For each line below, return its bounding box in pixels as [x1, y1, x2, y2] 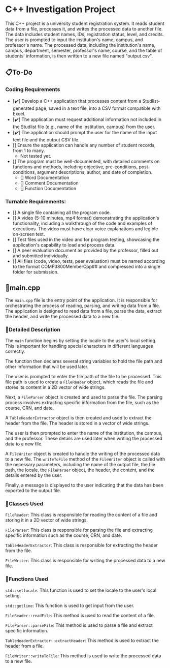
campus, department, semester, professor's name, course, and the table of [5, 47, 162, 53]
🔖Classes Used [5, 500, 44, 507]
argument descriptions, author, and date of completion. [37, 169, 153, 175]
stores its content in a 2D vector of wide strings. [5, 384, 106, 390]
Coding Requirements [5, 86, 60, 93]
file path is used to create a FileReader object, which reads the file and [5, 379, 153, 385]
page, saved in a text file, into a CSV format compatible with [35, 105, 161, 111]
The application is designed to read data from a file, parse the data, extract [5, 308, 162, 314]
